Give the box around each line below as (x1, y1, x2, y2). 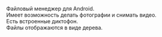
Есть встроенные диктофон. (6, 18, 78, 24)
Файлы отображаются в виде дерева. (6, 24, 103, 31)
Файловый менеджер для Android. (6, 5, 95, 12)
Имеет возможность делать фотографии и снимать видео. (6, 11, 157, 18)
